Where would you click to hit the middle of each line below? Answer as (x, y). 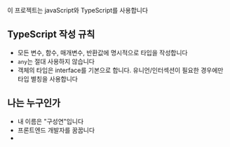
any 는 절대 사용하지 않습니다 (56, 61)
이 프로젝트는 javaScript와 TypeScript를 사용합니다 (78, 10)
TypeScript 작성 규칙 (51, 35)
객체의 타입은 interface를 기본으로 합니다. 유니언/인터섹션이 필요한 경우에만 (120, 70)
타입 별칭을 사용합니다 (48, 78)
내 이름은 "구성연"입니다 (50, 121)
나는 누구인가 (34, 103)
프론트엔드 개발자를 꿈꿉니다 (56, 130)
